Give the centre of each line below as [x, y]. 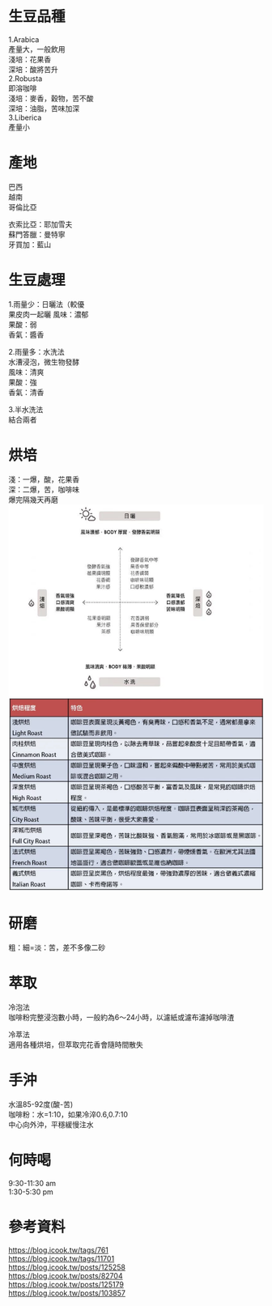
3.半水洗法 [26, 409]
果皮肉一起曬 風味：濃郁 [49, 314]
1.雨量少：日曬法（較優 [47, 304]
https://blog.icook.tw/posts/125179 [66, 1284]
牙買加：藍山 [30, 245]
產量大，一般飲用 [37, 49]
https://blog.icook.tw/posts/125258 [67, 1267]
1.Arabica [24, 39]
